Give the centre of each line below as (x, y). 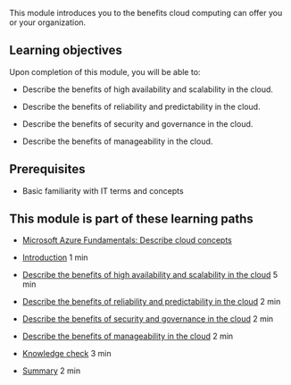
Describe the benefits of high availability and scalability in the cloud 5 (150, 275)
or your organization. (48, 22)
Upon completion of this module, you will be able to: (105, 71)
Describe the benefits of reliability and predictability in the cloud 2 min (151, 302)
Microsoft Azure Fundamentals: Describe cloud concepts (127, 240)
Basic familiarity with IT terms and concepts (103, 190)
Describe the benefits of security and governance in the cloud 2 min (148, 319)
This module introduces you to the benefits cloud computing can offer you (146, 13)
